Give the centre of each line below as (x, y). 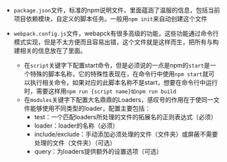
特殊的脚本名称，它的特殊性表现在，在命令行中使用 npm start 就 (119, 74)
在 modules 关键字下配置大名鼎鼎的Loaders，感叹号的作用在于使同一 (119, 100)
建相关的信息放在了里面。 (50, 51)
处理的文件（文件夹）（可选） (75, 143)
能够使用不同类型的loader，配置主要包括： (90, 108)
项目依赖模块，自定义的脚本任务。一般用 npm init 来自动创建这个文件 (110, 19)
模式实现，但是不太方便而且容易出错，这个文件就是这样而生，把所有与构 (116, 42)
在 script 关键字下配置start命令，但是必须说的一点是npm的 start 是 (117, 65)
